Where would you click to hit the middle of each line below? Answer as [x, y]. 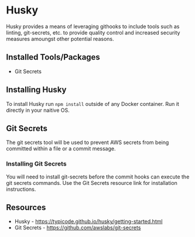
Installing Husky [36, 90]
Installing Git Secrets [36, 164]
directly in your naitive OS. [38, 110]
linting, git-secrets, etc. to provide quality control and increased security [93, 32]
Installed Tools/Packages [53, 57]
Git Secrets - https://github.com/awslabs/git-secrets [78, 228]
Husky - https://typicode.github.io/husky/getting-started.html [88, 221]
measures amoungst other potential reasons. [60, 39]
